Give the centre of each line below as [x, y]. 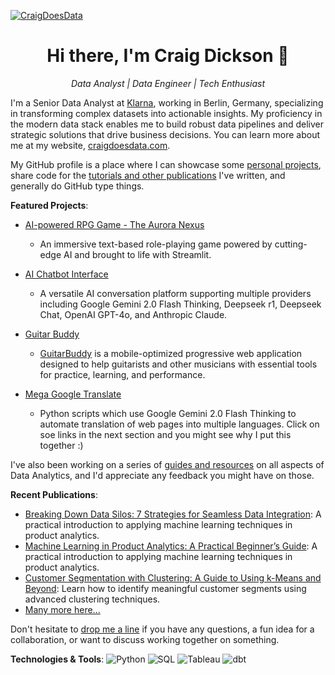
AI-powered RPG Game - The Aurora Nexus [114, 224]
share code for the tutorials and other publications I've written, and [148, 175]
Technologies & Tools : [57, 659]
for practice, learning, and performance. [122, 374]
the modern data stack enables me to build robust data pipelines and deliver [167, 124]
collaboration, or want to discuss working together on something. [145, 639]
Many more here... [62, 609]
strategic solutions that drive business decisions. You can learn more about [165, 134]
